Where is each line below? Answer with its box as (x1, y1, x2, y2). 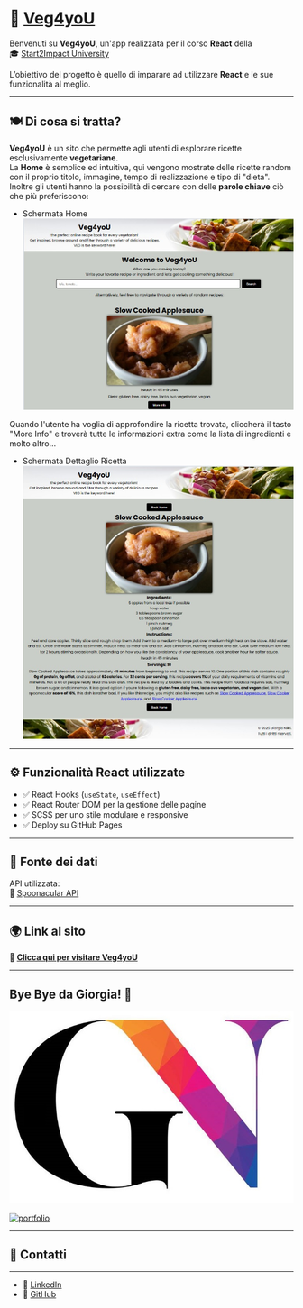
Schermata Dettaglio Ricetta (22, 455, 127, 466)
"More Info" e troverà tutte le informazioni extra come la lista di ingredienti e (9, 428, 291, 439)
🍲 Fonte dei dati (9, 854, 98, 869)
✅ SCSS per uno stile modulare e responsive (22, 809, 188, 819)
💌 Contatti (9, 1248, 68, 1263)
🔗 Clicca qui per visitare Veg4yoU (9, 952, 138, 963)
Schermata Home (22, 207, 88, 219)
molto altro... (9, 437, 57, 449)
